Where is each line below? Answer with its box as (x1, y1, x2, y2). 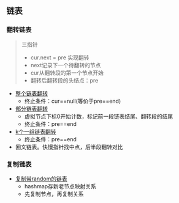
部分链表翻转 (15, 105, 48, 112)
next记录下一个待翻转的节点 (30, 61, 101, 68)
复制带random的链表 (15, 175, 67, 182)
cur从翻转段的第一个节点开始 (30, 69, 104, 76)
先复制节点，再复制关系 (24, 190, 84, 197)
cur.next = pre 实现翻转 (30, 54, 89, 61)
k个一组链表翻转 (15, 128, 56, 135)
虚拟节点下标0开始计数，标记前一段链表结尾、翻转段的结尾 (24, 113, 173, 120)
